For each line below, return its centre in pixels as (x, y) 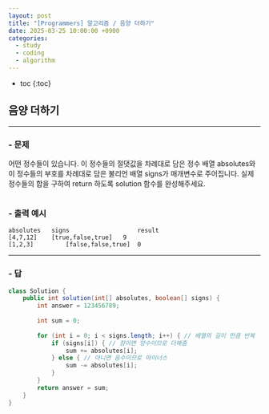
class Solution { (37, 291)
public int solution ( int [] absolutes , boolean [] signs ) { (121, 298)
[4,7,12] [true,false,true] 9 (68, 237)
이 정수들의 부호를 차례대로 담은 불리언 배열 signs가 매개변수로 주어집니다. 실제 (131, 173)
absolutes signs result (84, 231)
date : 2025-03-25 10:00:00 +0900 (64, 30)
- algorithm (36, 61)
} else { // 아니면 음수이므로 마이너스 (109, 358)
